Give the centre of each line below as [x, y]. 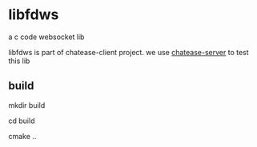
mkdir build [27, 105]
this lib [19, 61]
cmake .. [22, 136]
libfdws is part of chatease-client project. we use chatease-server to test [129, 52]
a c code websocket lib [46, 37]
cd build [22, 121]
